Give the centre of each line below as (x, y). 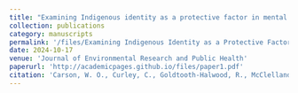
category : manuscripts (51, 34)
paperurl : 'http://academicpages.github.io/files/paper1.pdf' (126, 67)
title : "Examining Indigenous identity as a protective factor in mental (149, 17)
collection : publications (57, 26)
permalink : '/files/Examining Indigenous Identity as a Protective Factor (150, 42)
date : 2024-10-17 (41, 50)
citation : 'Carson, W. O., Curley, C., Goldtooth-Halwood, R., (129, 75)
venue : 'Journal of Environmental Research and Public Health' (129, 58)
